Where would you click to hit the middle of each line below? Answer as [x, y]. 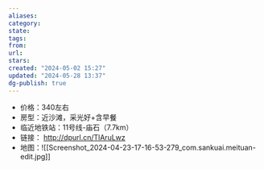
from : [17, 46]
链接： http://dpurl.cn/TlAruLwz [73, 137]
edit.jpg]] [35, 156]
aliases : [23, 16]
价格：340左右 [45, 107]
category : [25, 23]
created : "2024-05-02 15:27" [57, 68]
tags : [17, 38]
